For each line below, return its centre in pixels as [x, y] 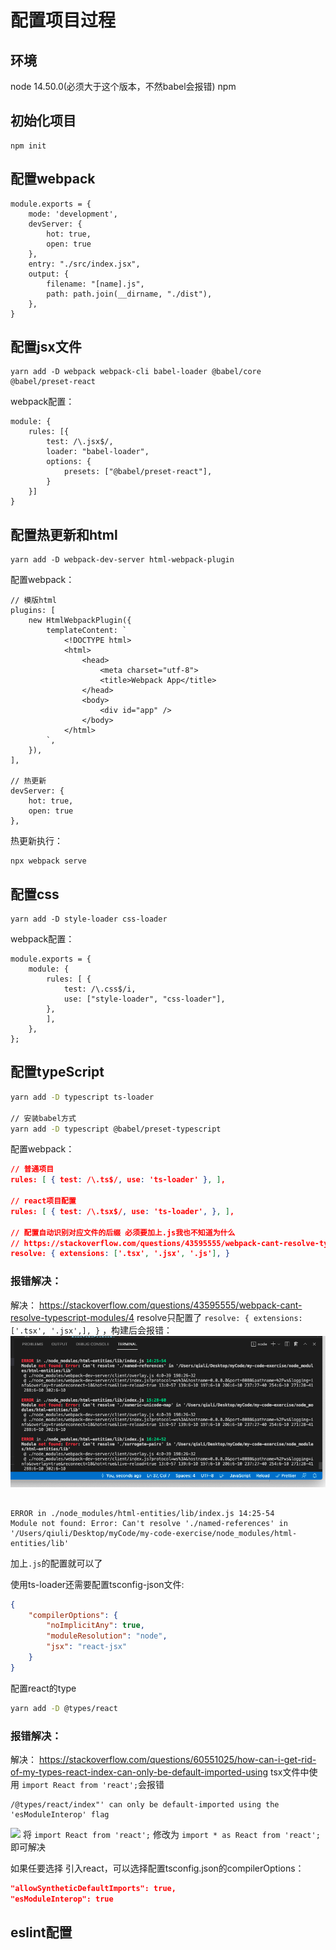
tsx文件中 [290, 1772]
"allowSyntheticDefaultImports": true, [93, 1889]
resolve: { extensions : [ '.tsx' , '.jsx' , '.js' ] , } [120, 1254]
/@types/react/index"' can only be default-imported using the [145, 1805]
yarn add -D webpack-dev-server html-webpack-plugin [122, 560]
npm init [28, 146]
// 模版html [33, 601]
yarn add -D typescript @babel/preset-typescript [116, 1129]
